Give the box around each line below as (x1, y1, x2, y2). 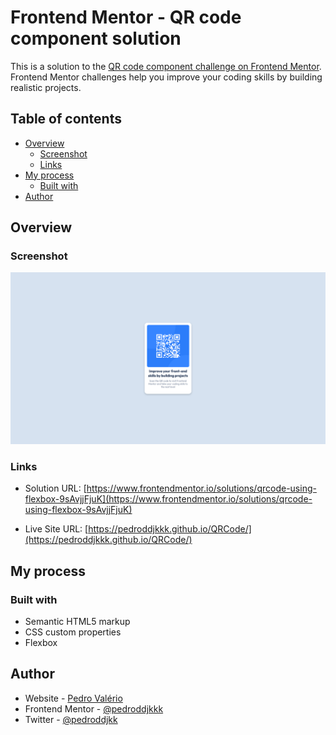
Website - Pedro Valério (24, 692, 123, 704)
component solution (10, 27, 182, 50)
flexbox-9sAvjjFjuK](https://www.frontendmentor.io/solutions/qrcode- (24, 493, 313, 505)
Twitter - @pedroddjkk (24, 713, 118, 725)
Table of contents (10, 111, 122, 128)
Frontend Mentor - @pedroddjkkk (24, 702, 164, 715)
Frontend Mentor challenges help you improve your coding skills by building (10, 71, 323, 83)
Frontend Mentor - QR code (10, 6, 242, 29)
